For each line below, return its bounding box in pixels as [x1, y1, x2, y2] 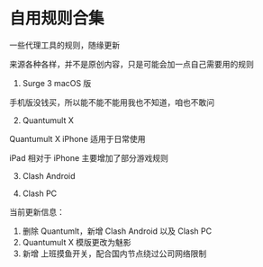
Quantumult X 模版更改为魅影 [22, 236, 131, 247]
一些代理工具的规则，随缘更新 [9, 40, 120, 50]
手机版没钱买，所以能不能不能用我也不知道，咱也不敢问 [9, 96, 214, 108]
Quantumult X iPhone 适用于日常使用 [9, 133, 146, 144]
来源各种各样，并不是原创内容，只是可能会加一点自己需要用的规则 [9, 58, 254, 69]
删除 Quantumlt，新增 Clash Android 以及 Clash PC [22, 226, 213, 236]
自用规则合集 [9, 8, 105, 29]
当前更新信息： [9, 206, 65, 217]
